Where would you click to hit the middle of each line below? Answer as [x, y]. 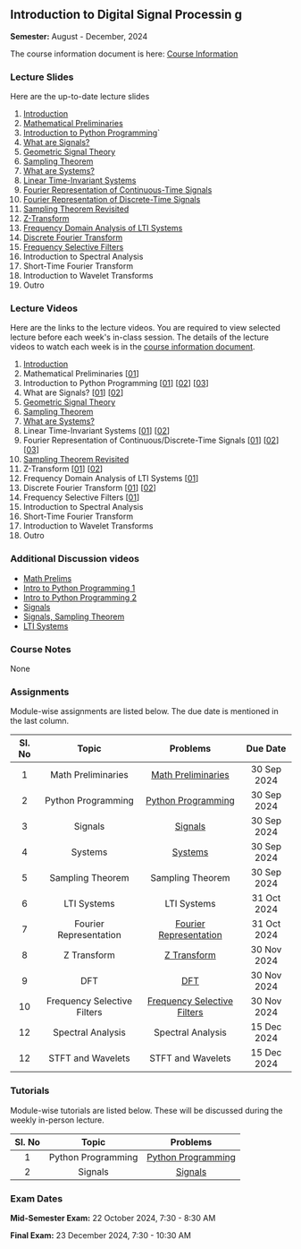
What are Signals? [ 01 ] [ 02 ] [73, 392]
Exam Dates [37, 1198]
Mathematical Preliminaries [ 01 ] [81, 374]
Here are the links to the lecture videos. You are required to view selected [145, 328]
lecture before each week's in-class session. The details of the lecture [139, 337]
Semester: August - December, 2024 [79, 36]
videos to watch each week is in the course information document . [133, 347]
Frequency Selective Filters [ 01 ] [81, 497]
